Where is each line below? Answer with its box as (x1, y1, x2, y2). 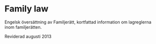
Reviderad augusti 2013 (4, 33, 52, 39)
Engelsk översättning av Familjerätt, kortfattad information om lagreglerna (4, 19, 152, 25)
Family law (4, 3, 49, 14)
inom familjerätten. (4, 24, 42, 30)
